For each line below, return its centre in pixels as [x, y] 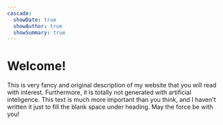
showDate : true [35, 20]
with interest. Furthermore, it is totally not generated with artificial [99, 92]
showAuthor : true [38, 26]
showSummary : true [40, 32]
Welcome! [37, 66]
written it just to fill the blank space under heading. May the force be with [110, 107]
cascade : [19, 13]
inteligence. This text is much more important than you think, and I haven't [112, 100]
